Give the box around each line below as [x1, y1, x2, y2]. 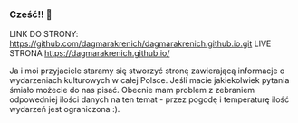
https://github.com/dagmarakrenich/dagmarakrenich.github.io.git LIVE [9, 38, 272, 49]
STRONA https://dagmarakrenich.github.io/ [9, 48, 170, 59]
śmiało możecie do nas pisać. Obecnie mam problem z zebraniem [9, 85, 255, 96]
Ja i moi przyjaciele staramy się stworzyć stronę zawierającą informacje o [9, 65, 285, 76]
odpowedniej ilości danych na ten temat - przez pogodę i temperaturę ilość [9, 94, 290, 105]
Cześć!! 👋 [9, 8, 53, 21]
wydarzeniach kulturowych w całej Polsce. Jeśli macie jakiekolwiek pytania [9, 75, 290, 86]
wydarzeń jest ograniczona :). [9, 104, 120, 115]
